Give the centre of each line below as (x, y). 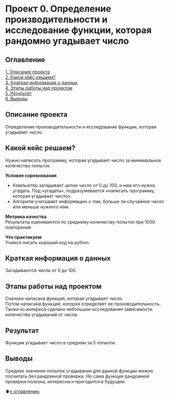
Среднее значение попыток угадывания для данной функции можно (79, 371)
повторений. (19, 227)
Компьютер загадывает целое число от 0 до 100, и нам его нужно (84, 185)
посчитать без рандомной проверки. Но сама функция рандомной (77, 376)
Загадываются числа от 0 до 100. (41, 271)
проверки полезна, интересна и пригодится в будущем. (66, 381)
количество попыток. (28, 165)
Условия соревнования (31, 175)
